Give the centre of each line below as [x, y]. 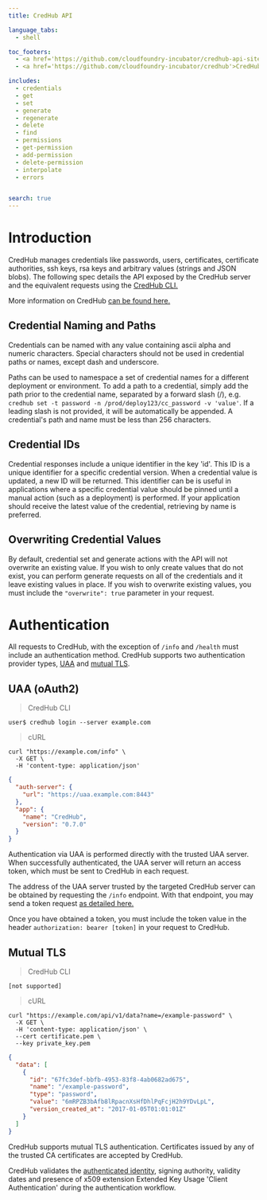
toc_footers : [30, 52]
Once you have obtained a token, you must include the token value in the [128, 919]
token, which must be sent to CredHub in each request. [99, 871]
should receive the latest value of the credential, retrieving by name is [122, 506]
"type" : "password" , [63, 1094]
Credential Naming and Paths [82, 326]
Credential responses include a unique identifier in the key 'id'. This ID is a [129, 463]
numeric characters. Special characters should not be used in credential [126, 353]
